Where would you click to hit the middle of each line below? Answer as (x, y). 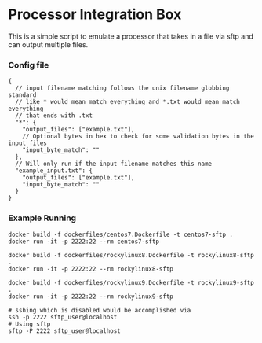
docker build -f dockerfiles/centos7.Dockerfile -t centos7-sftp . (121, 234)
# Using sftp (29, 324)
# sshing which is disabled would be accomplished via (100, 310)
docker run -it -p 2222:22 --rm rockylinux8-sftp (91, 269)
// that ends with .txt (54, 116)
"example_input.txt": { (54, 171)
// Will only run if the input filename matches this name (114, 164)
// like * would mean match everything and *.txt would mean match (128, 102)
